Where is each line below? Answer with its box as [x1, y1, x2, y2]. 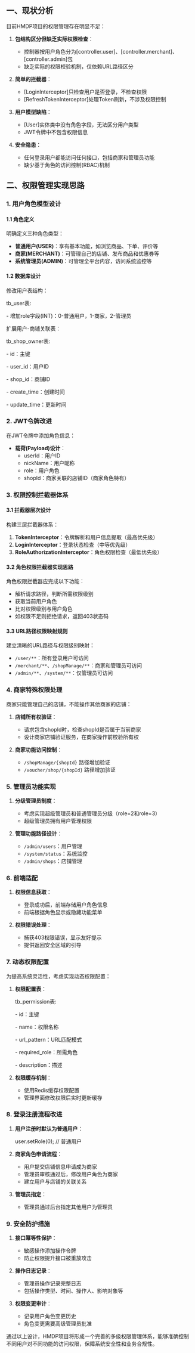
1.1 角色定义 [6, 215, 35, 222]
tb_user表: [6, 299, 32, 306]
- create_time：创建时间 [6, 388, 65, 395]
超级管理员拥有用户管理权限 [23, 817, 92, 824]
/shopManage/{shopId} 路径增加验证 [23, 758, 110, 766]
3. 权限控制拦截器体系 [6, 491, 69, 499]
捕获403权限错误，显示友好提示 [23, 934, 103, 941]
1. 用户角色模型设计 [6, 200, 61, 208]
